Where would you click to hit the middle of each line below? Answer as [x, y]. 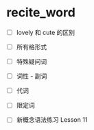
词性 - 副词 [32, 76]
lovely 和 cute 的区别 [46, 32]
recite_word [41, 13]
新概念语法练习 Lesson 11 [52, 120]
